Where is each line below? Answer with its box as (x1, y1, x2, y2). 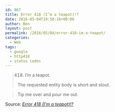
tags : (5, 44, 16, 49)
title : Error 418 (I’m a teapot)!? (5, 12, 79, 17)
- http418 (9, 53, 30, 59)
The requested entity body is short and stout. (17, 82, 111, 88)
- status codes (9, 58, 41, 63)
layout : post (5, 26, 32, 31)
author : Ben (5, 21, 30, 26)
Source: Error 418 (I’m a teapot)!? (5, 101, 74, 107)
